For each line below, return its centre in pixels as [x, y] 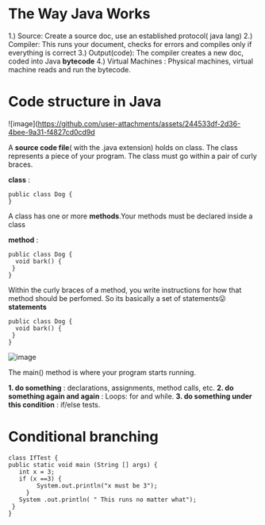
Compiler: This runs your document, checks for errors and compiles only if [130, 44]
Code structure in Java [85, 102]
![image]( [23, 123]
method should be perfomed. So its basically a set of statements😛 [117, 298]
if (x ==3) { [40, 479]
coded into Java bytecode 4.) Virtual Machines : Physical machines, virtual [131, 61]
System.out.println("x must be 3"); [97, 485]
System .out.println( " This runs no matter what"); [108, 500]
